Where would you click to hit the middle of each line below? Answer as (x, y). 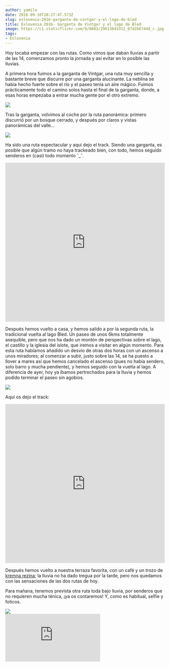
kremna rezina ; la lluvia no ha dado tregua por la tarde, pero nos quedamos (83, 575)
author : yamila (21, 10)
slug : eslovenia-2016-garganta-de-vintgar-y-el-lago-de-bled (71, 19)
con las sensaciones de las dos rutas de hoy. (52, 581)
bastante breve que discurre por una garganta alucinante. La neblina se (80, 79)
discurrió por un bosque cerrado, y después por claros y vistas (71, 120)
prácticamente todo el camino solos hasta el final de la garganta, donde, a (82, 90)
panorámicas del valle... (30, 125)
